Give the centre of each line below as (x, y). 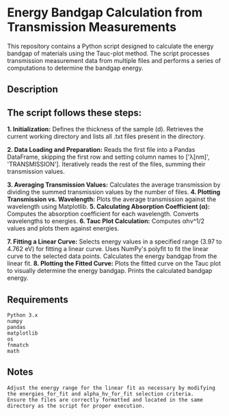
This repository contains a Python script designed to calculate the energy (110, 46)
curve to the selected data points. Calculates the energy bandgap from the (112, 256)
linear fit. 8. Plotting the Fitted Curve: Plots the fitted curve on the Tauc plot (114, 263)
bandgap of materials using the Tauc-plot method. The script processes (108, 53)
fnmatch (18, 345)
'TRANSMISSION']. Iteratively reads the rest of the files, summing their (106, 164)
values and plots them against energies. (63, 229)
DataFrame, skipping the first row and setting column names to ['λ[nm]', (108, 157)
